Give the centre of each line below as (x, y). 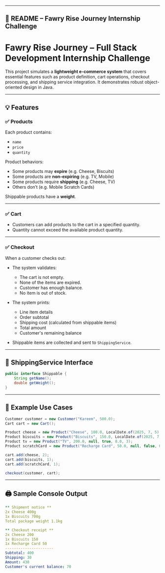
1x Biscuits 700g (23, 517)
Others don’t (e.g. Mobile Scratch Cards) (53, 187)
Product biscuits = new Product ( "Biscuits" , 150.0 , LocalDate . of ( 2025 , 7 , (83, 437)
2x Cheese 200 (20, 535)
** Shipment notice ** (28, 507)
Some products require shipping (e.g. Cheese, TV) (64, 182)
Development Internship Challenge (78, 58)
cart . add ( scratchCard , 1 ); (33, 464)
